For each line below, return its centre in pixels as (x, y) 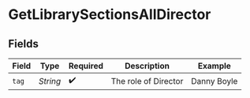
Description (147, 66)
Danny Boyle (214, 81)
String (50, 81)
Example (214, 66)
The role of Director (147, 81)
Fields (24, 44)
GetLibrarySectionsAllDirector (110, 15)
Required (86, 66)
